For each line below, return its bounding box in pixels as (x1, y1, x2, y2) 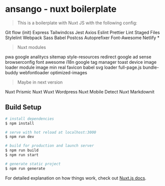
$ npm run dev (5, 135, 35, 139)
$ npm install (5, 121, 35, 126)
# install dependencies (5, 116, 55, 121)
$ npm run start (5, 152, 39, 157)
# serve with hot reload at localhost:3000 (5, 130, 97, 135)
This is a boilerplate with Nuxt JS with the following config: (17, 20, 138, 26)
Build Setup (5, 103, 42, 112)
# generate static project (5, 161, 61, 166)
